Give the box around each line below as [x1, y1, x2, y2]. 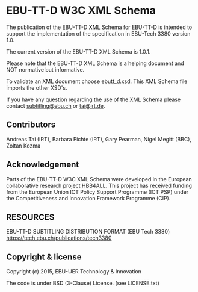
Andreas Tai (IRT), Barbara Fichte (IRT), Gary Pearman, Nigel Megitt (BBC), [6, 135, 192, 143]
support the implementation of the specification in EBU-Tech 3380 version [6, 30, 191, 37]
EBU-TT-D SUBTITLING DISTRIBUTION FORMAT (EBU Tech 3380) [6, 228, 170, 235]
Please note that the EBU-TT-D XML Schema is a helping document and [6, 60, 185, 67]
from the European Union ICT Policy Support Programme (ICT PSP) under [6, 188, 189, 196]
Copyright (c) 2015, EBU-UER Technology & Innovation [6, 268, 141, 275]
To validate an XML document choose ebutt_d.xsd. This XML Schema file [6, 78, 188, 85]
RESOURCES [6, 212, 55, 222]
